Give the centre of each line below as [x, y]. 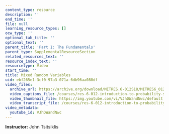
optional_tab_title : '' [30, 38]
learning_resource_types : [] [36, 29]
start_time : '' [21, 71]
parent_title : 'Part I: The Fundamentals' [50, 47]
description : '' [22, 15]
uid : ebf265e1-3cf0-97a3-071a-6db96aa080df [52, 80]
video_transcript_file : [34, 103]
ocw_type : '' [19, 33]
